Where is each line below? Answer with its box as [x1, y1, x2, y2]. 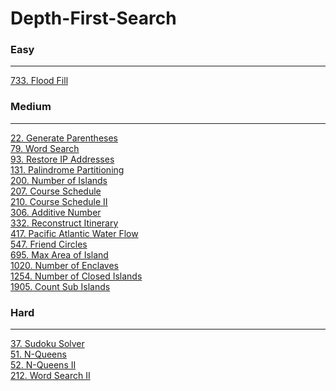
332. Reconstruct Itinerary [10, 217, 119, 229]
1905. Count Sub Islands [10, 280, 111, 292]
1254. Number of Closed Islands [10, 270, 143, 282]
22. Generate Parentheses [10, 132, 118, 144]
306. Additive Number [10, 206, 102, 218]
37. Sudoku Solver [10, 338, 85, 350]
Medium [10, 100, 52, 114]
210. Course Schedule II [10, 195, 108, 207]
